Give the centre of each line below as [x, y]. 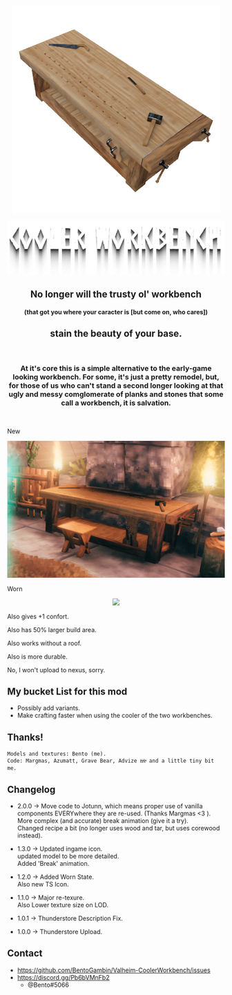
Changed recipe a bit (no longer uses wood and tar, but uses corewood [118, 828]
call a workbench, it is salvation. [116, 403]
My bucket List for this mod [67, 691]
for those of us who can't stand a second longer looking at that [116, 386]
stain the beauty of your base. [116, 334]
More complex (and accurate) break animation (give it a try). [103, 821]
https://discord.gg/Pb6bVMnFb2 [63, 977]
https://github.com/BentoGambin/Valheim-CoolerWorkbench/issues [114, 970]
